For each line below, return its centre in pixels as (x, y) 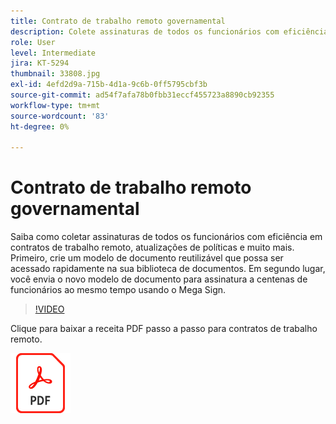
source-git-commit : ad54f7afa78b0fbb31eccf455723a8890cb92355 (142, 95)
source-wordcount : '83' (60, 116)
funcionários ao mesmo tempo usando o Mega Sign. (118, 290)
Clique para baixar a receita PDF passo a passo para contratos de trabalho (164, 329)
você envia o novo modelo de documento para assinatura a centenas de (159, 279)
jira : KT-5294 (40, 63)
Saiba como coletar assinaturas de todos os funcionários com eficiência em (166, 237)
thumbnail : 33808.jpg (55, 74)
